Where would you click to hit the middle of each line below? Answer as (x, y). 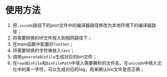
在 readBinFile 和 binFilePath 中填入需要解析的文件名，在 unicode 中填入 (85, 63)
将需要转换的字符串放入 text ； (44, 50)
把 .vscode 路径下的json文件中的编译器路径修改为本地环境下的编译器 (82, 25)
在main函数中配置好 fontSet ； (43, 44)
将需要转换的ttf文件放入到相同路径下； (52, 38)
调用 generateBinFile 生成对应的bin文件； (55, 56)
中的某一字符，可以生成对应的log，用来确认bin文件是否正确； (81, 69)
